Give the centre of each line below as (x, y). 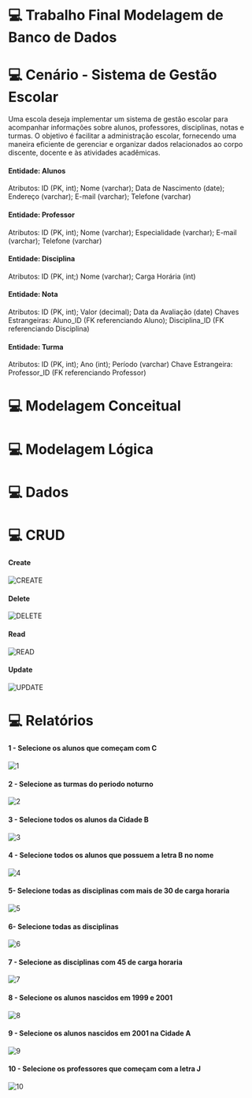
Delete (19, 598)
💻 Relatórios (51, 720)
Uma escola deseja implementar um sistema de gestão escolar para (118, 119)
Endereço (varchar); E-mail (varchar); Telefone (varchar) (100, 197)
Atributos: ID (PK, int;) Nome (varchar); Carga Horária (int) (102, 276)
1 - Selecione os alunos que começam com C (83, 748)
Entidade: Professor (41, 215)
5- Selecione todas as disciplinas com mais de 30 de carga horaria (119, 891)
